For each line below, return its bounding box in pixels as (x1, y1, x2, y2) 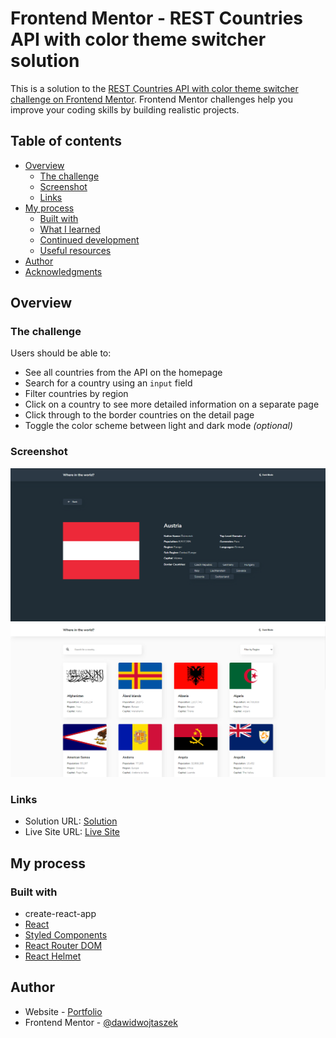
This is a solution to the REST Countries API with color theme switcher (10, 82, 299, 94)
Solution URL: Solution (24, 815, 118, 827)
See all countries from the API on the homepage (24, 367, 223, 379)
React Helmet (24, 950, 82, 962)
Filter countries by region (24, 388, 129, 400)
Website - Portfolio (24, 1005, 103, 1017)
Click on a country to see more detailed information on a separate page (24, 398, 320, 411)
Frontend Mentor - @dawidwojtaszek (24, 1016, 178, 1028)
